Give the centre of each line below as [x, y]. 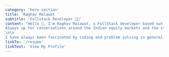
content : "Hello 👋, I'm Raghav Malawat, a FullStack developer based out [84, 24]
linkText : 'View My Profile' [36, 47]
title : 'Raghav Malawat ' [32, 14]
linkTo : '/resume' [24, 42]
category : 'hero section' [32, 10]
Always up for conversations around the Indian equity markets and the [82, 28]
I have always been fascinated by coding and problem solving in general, [85, 38]
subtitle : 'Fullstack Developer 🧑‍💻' [44, 19]
